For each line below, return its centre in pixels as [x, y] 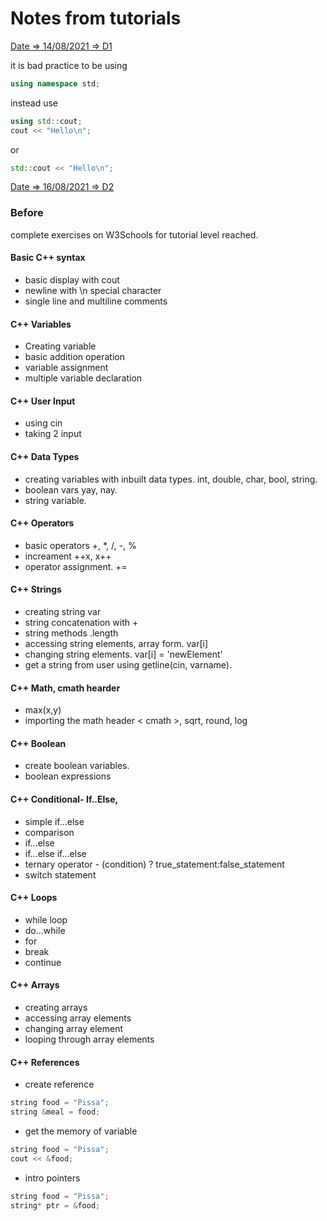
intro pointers [52, 1178]
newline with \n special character [93, 290]
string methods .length [71, 633]
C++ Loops [34, 898]
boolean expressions [68, 776]
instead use [34, 103]
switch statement [60, 874]
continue [43, 962]
